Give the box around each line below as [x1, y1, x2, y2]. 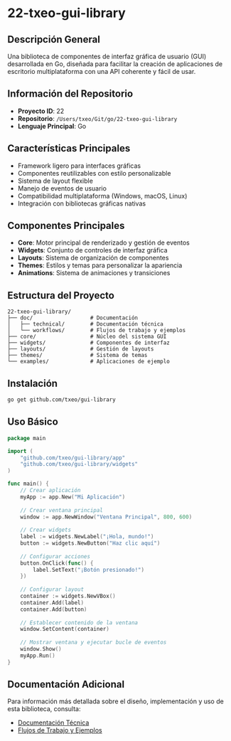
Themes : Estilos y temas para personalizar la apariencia [17, 261, 183, 270]
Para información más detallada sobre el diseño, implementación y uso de [7, 697, 224, 705]
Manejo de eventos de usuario [17, 183, 107, 193]
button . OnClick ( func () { [20, 560, 94, 567]
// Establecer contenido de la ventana [20, 619, 139, 627]
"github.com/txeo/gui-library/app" [20, 454, 126, 462]
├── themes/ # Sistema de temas [7, 352, 148, 359]
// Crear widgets [20, 526, 72, 534]
